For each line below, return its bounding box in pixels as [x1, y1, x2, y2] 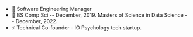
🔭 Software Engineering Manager [11, 6, 92, 12]
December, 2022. [15, 18, 58, 24]
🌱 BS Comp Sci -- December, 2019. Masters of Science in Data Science [11, 12, 184, 18]
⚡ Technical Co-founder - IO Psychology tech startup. [11, 24, 142, 31]
